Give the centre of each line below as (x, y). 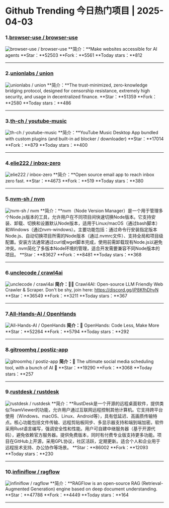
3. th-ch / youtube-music (36, 121)
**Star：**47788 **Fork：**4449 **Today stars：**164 (67, 495)
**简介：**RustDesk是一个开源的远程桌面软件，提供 (105, 403)
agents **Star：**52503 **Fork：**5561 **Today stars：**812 (74, 55)
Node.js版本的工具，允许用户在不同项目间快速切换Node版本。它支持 (80, 217)
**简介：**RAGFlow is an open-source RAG (95, 483)
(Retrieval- (152, 483)
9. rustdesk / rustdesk (32, 392)
